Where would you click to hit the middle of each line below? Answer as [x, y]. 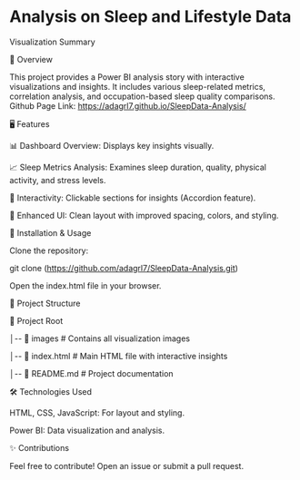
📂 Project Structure [45, 303]
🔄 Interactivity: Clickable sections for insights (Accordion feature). [133, 198]
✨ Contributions [40, 447]
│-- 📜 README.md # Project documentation [92, 373]
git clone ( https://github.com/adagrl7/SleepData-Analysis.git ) [124, 268]
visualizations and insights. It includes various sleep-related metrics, [138, 86]
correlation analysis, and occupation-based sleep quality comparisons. [142, 96]
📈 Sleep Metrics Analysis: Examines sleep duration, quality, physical [138, 167]
